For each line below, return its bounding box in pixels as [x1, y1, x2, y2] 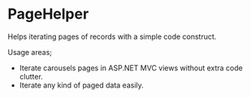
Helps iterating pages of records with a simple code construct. [7, 32, 217, 41]
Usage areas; [7, 47, 53, 57]
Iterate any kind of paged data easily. [19, 80, 144, 90]
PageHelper [7, 5, 89, 23]
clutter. [19, 71, 44, 81]
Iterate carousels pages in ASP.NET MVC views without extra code [19, 62, 243, 73]
